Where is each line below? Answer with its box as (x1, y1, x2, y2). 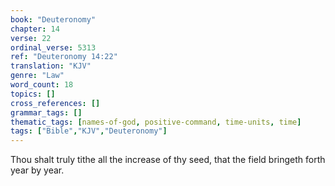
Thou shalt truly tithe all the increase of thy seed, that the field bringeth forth (10, 154, 326, 166)
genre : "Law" (10, 71, 65, 81)
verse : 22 (10, 33, 52, 43)
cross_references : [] (10, 98, 101, 108)
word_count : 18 (10, 80, 74, 90)
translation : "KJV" (10, 61, 92, 71)
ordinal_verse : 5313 (10, 42, 97, 53)
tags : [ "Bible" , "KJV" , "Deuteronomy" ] (10, 126, 168, 136)
